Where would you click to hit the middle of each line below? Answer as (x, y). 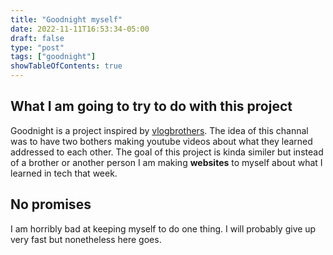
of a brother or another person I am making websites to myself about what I (166, 162)
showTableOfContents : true (66, 66)
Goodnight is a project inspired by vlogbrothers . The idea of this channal (159, 130)
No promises (51, 204)
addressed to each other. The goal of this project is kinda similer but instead (167, 152)
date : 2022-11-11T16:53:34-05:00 (80, 29)
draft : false (37, 38)
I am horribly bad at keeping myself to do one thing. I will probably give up (163, 228)
